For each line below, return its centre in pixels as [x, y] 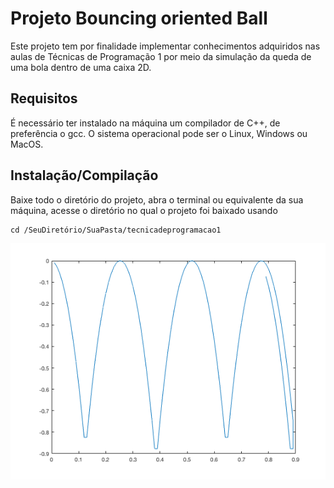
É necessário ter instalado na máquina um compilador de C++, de [145, 123]
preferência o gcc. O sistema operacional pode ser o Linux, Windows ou [159, 133]
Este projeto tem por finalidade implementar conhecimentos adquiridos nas [165, 46]
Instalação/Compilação [84, 175]
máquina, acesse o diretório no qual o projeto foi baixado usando [144, 210]
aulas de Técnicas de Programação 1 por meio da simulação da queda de [161, 56]
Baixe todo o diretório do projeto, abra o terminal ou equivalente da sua [157, 199]
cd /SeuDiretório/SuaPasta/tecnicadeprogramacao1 [116, 230]
